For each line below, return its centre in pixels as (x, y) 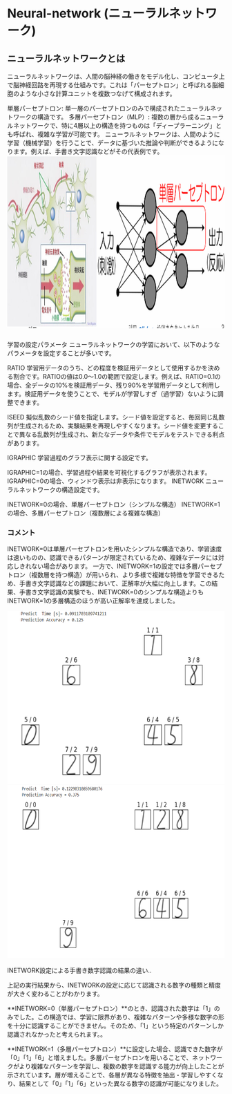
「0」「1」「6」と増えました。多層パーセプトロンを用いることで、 (100, 1058)
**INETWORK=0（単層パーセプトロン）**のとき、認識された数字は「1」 (111, 1008)
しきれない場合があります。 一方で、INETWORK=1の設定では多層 (105, 566)
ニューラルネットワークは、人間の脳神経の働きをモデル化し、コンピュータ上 (116, 76)
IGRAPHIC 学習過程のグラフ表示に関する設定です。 (79, 458)
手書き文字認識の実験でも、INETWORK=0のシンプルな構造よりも (112, 592)
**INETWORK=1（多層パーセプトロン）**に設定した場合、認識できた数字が (115, 1049)
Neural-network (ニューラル (88, 13)
